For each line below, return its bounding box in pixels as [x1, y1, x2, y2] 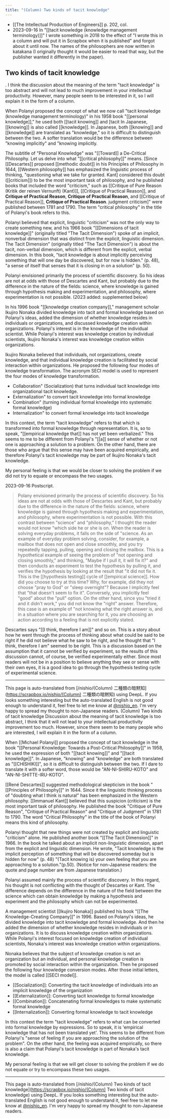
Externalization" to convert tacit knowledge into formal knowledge [12, 394, 151, 400]
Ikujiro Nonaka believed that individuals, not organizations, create [5, 352, 142, 358]
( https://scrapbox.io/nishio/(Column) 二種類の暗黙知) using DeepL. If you [5, 692, 157, 698]
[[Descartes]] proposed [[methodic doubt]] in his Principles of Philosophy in [5, 161, 164, 167]
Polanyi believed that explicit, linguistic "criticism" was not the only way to [5, 220, 160, 226]
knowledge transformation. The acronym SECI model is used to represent [5, 368, 158, 374]
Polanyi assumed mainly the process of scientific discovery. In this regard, [5, 877, 160, 883]
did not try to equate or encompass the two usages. [5, 473, 113, 479]
